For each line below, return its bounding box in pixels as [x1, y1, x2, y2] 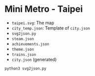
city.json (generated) [11, 56, 57, 62]
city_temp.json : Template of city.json [11, 25, 90, 31]
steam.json [11, 36, 34, 41]
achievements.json [11, 41, 49, 46]
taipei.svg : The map [11, 20, 54, 26]
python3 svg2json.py [4, 66, 47, 71]
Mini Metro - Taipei [4, 3, 83, 15]
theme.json [11, 47, 34, 52]
